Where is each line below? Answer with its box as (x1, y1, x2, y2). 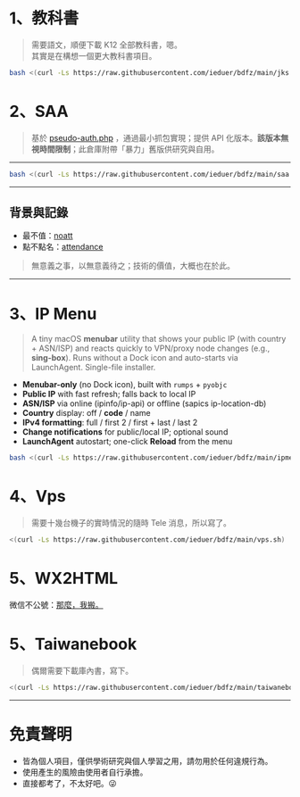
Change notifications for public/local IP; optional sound (21, 427, 229, 437)
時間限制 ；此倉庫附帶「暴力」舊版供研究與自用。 (38, 144, 220, 154)
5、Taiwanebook (9, 635, 137, 654)
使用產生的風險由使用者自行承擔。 (21, 767, 148, 777)
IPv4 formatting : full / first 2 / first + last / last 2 (21, 417, 198, 428)
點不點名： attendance (21, 242, 104, 253)
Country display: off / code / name (21, 408, 152, 419)
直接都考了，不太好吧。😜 (21, 777, 118, 788)
